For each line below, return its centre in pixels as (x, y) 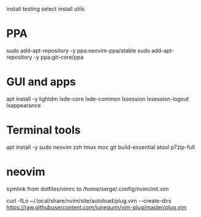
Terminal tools (44, 130)
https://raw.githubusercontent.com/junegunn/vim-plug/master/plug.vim (97, 207)
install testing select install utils (45, 9)
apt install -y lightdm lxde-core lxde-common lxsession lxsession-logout (98, 99)
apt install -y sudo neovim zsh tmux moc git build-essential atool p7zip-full (100, 147)
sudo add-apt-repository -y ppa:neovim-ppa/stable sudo (78, 50)
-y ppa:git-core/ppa (59, 57)
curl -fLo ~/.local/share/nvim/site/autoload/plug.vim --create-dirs (89, 200)
